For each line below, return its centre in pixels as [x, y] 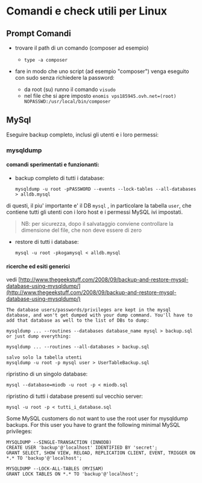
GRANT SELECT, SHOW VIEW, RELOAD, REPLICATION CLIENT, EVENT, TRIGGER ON [101, 453]
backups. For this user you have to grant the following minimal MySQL [93, 425]
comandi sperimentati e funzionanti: [53, 165]
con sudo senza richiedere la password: [65, 78]
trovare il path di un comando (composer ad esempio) [82, 48]
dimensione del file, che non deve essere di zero [81, 230]
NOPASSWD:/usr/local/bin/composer [67, 101]
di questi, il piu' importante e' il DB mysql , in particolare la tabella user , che [99, 205]
